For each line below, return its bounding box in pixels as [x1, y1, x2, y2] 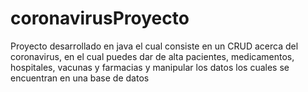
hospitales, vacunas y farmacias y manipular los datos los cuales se [10, 61, 290, 73]
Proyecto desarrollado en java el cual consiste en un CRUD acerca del [10, 40, 299, 52]
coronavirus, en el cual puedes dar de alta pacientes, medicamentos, [10, 50, 295, 62]
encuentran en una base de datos [10, 72, 150, 84]
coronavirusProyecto [10, 7, 190, 30]
